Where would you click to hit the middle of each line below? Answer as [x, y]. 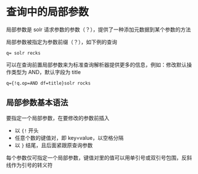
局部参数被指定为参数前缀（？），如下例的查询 [62, 42]
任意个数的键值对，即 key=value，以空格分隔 [69, 138]
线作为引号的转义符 [29, 165]
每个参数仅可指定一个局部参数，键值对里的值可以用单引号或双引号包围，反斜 [99, 158]
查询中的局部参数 [48, 12]
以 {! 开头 [27, 130]
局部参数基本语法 [37, 103]
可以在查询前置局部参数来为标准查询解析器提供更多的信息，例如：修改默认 [96, 65]
